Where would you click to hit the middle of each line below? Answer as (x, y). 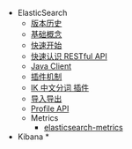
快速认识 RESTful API (69, 56)
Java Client (51, 66)
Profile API (50, 108)
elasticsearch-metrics (83, 127)
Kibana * (33, 137)
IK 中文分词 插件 (60, 88)
